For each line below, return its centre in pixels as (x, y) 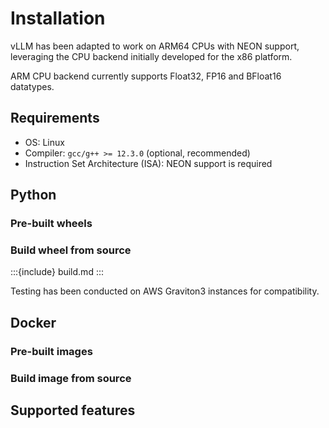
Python (33, 195)
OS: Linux (44, 142)
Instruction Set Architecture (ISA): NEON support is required (148, 163)
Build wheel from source (71, 250)
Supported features (73, 410)
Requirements (55, 118)
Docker (33, 322)
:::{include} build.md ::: (57, 272)
